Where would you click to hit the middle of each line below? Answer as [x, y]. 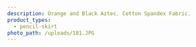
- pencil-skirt [35, 26]
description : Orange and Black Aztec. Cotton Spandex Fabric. [99, 13]
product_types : [29, 20]
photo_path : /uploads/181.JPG [51, 33]
